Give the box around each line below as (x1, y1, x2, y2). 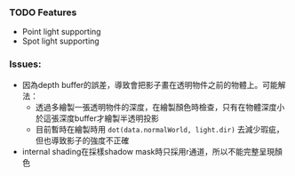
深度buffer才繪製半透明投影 (59, 113, 160, 124)
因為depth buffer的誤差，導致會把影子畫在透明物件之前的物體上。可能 (21, 79, 278, 90)
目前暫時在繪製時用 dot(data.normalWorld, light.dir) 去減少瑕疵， (35, 124, 284, 134)
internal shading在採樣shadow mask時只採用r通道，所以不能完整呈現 (21, 146, 275, 156)
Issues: (9, 58, 42, 70)
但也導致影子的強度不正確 (35, 135, 130, 146)
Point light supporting (21, 27, 101, 37)
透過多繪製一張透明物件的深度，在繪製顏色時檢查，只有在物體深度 (35, 101, 277, 112)
